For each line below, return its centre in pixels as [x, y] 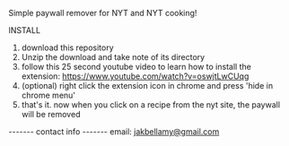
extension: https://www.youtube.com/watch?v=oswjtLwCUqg [135, 76]
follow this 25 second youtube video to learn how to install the [136, 67]
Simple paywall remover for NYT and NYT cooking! [103, 13]
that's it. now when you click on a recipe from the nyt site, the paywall [150, 105]
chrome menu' [48, 95]
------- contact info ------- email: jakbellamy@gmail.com [114, 132]
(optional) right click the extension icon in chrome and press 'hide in [147, 86]
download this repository [67, 47]
